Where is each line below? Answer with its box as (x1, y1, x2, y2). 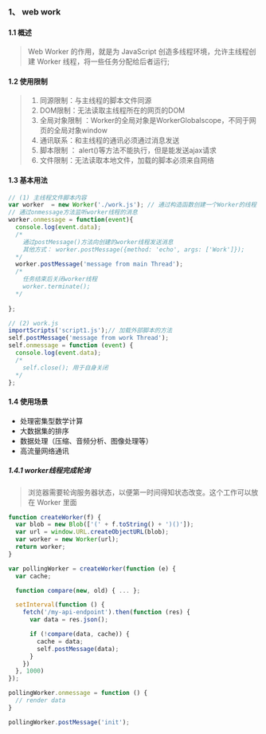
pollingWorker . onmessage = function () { (8, 689, 148, 697)
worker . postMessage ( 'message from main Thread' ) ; (15, 260, 183, 268)
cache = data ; (37, 637, 84, 645)
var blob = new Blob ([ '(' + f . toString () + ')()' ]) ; (15, 520, 194, 529)
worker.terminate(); (22, 282, 91, 291)
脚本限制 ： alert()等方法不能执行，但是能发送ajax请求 (39, 145, 217, 156)
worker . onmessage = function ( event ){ (8, 216, 134, 224)
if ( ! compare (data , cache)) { (29, 630, 130, 638)
